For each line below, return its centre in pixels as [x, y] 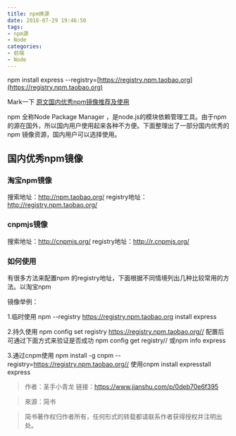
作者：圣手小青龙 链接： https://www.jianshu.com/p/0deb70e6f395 [122, 387]
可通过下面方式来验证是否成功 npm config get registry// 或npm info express [117, 341]
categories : [25, 46]
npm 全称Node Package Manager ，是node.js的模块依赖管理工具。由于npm [117, 116]
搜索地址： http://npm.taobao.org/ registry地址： [77, 197]
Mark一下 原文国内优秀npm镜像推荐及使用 [68, 101]
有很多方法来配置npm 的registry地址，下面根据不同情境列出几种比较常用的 [115, 278]
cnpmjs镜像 [27, 225]
